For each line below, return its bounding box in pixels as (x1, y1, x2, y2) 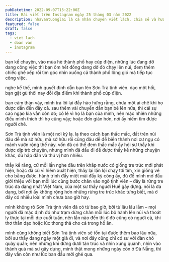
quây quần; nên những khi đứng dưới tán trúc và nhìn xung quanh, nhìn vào (5, 240, 161, 246)
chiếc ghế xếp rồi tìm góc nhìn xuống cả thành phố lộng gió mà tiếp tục (5, 69, 153, 76)
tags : (5, 31, 17, 36)
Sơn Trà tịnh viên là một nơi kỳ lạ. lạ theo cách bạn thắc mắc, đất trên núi (5, 130, 156, 137)
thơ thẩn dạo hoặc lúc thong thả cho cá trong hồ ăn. (5, 220, 113, 226)
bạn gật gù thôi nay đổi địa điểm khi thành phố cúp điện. (5, 90, 122, 96)
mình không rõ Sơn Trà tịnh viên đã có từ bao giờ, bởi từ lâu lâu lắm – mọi (5, 204, 156, 210)
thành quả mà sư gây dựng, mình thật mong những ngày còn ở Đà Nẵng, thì (5, 245, 161, 252)
